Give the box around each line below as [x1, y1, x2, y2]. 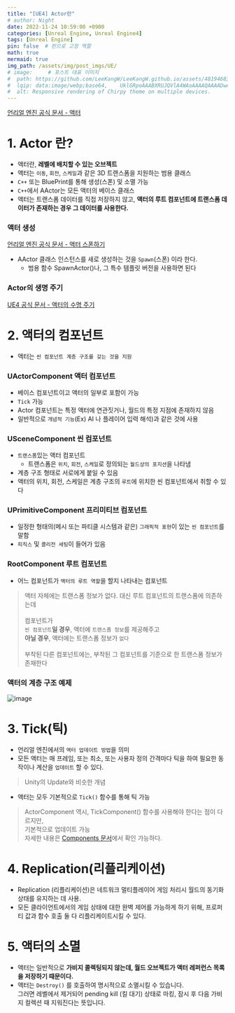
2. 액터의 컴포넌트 [7, 327, 104, 343]
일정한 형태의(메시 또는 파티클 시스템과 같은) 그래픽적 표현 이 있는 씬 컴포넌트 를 [17, 522, 225, 531]
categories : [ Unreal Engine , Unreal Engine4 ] [7, 29, 142, 37]
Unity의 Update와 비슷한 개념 [24, 778, 106, 786]
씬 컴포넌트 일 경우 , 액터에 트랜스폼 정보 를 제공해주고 [24, 624, 160, 634]
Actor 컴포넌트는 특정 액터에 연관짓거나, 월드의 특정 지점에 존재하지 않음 [17, 405, 215, 414]
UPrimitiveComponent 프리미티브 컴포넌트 [7, 505, 148, 515]
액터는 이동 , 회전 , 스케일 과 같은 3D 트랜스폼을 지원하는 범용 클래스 [17, 169, 192, 177]
